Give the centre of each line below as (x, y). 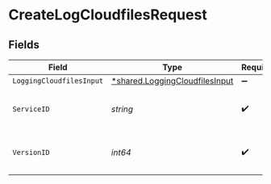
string (123, 109)
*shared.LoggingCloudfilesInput (173, 81)
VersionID (31, 152)
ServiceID (31, 109)
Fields (24, 45)
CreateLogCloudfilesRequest (108, 15)
